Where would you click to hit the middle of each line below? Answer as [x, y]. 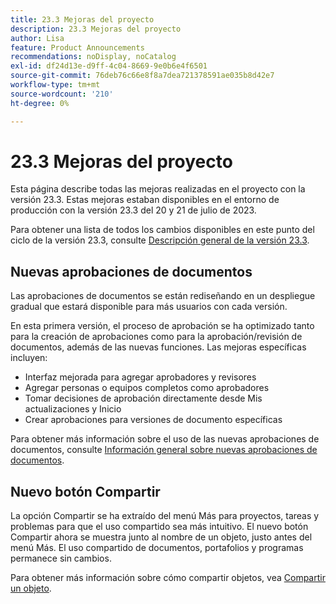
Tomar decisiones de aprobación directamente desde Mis [143, 398]
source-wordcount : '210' [62, 94]
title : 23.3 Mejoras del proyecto [82, 19]
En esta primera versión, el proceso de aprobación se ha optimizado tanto [162, 326]
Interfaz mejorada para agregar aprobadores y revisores [140, 377]
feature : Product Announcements [77, 47]
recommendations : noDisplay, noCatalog [93, 57]
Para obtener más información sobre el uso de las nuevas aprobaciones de [165, 439]
